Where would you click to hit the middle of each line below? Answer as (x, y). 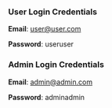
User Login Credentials (53, 12)
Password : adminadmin (46, 97)
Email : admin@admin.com (50, 82)
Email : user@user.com (45, 29)
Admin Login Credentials (56, 65)
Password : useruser (41, 44)
